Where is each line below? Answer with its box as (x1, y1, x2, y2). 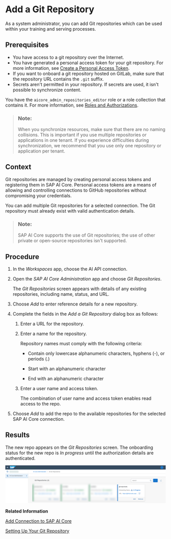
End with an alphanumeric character (27, 375, 104, 381)
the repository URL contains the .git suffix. (12, 75, 104, 82)
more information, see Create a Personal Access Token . (12, 65, 130, 71)
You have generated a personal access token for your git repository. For (12, 60, 164, 66)
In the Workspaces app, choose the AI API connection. (12, 266, 128, 272)
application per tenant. (17, 148, 65, 154)
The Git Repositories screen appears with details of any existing (12, 286, 147, 292)
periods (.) (27, 355, 50, 362)
